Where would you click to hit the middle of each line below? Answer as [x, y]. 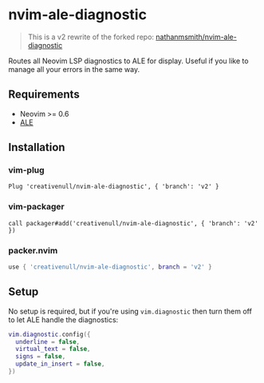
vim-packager [37, 207]
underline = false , [48, 341]
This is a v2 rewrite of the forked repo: [91, 37]
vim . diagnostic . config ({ [49, 334]
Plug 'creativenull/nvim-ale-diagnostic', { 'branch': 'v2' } [114, 187]
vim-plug [27, 170]
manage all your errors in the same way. [74, 69]
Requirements [44, 95]
